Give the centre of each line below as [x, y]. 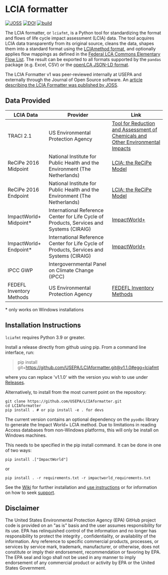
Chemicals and [129, 136]
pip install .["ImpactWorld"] [37, 459]
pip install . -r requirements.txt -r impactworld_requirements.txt [78, 478]
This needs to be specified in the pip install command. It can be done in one [83, 445]
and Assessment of [134, 130]
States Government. [26, 568]
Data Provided [28, 101]
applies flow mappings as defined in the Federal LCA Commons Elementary [83, 54]
